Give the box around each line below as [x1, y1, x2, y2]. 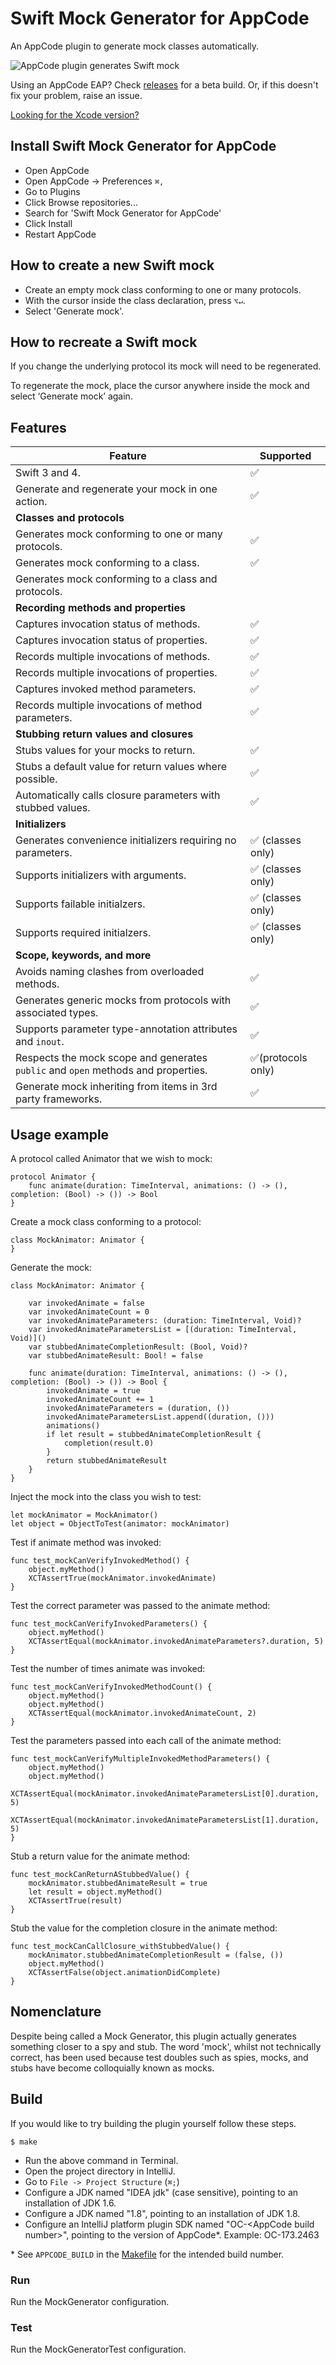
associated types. [15, 1006, 99, 1020]
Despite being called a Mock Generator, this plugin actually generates [10, 2030, 297, 2042]
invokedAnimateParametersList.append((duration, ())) [46, 1412, 275, 1422]
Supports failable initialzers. [15, 897, 146, 911]
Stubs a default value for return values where [15, 760, 227, 774]
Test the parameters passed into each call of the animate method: [10, 1735, 282, 1746]
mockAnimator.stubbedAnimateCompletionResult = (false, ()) [28, 1950, 284, 1960]
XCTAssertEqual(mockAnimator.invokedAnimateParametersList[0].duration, [10, 1789, 320, 1799]
